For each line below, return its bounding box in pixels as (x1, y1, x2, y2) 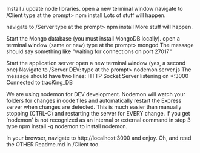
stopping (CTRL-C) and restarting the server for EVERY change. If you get (6, 110, 190, 117)
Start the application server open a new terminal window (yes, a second (6, 60, 186, 67)
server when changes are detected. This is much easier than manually (6, 103, 182, 111)
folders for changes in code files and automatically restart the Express (6, 97, 182, 104)
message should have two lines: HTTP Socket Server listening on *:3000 (6, 73, 189, 79)
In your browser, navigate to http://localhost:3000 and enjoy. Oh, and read (6, 134, 192, 142)
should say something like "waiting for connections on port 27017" (6, 48, 172, 55)
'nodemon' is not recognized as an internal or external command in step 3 (6, 116, 191, 123)
